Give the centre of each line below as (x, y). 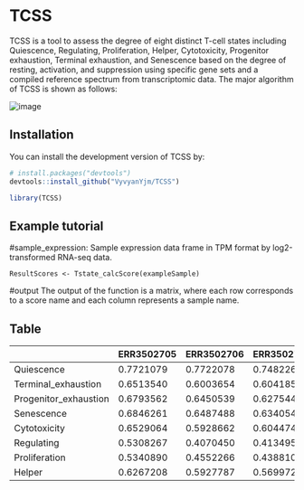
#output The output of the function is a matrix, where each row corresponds (152, 291)
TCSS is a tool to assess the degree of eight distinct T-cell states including (148, 41)
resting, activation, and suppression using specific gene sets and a (134, 70)
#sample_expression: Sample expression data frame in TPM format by (140, 248)
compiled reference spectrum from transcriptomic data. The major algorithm (152, 79)
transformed (33, 258)
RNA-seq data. (85, 258)
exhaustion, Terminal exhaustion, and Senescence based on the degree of (148, 60)
